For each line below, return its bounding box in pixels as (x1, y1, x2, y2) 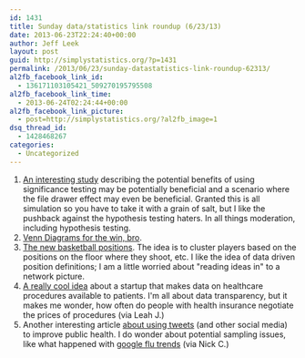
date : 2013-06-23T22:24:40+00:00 (9, 30, 137, 39)
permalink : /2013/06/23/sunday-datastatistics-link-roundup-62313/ (9, 65, 271, 74)
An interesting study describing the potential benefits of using (22, 174, 255, 185)
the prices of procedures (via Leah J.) (22, 309, 165, 320)
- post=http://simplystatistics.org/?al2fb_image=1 (17, 115, 219, 124)
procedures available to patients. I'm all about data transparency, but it (22, 290, 288, 301)
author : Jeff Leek (9, 38, 79, 48)
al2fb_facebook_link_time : (9, 89, 112, 98)
